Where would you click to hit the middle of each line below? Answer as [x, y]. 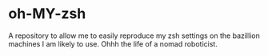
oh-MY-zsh [47, 14]
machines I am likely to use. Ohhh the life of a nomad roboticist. [113, 43]
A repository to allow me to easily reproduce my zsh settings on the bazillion [134, 35]
